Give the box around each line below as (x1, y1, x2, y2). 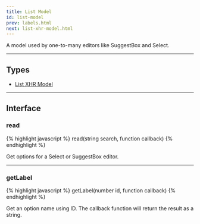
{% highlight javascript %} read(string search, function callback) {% (6, 135, 173, 142)
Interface (6, 103, 41, 113)
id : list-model (6, 14, 44, 20)
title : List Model (6, 8, 52, 15)
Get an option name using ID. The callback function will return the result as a (6, 205, 194, 212)
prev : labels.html (6, 20, 52, 26)
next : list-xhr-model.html (6, 25, 73, 32)
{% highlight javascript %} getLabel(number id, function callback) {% (6, 187, 176, 194)
